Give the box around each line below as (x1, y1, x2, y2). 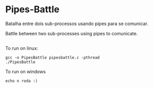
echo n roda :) (5, 78, 38, 84)
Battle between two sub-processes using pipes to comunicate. (5, 30, 138, 36)
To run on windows (5, 69, 46, 75)
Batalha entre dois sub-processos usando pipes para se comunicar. (5, 20, 149, 27)
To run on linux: (5, 45, 39, 52)
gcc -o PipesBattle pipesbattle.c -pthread (5, 55, 100, 60)
